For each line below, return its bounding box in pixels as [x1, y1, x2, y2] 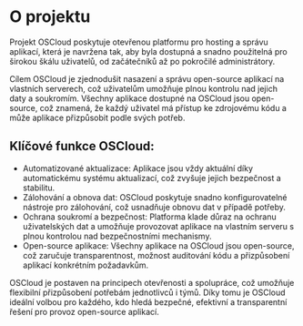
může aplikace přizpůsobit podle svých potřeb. [9, 112, 186, 123]
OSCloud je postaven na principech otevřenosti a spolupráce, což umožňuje [9, 277, 295, 288]
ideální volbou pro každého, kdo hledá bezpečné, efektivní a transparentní [9, 296, 288, 307]
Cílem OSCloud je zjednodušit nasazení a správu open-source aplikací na [9, 73, 285, 84]
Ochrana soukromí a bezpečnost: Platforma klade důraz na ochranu [22, 211, 277, 222]
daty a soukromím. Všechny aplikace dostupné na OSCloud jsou [9, 93, 250, 104]
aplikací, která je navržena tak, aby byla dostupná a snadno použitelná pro [9, 46, 288, 56]
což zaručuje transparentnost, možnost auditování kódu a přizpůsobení [22, 250, 290, 260]
